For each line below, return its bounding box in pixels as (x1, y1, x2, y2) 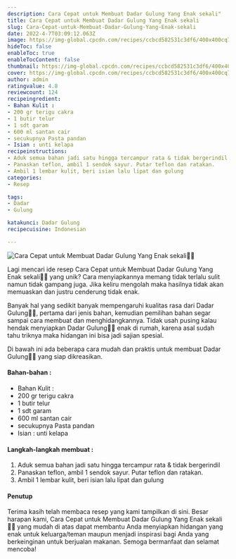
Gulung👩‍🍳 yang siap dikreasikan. (7, 352, 103, 360)
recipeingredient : (7, 96, 61, 103)
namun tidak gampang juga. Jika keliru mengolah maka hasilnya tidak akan (7, 280, 224, 288)
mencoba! (7, 545, 37, 553)
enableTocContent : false (7, 56, 80, 63)
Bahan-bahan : (7, 368, 52, 377)
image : (7, 37, 27, 44)
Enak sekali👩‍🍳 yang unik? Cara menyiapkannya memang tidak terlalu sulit (7, 272, 220, 281)
